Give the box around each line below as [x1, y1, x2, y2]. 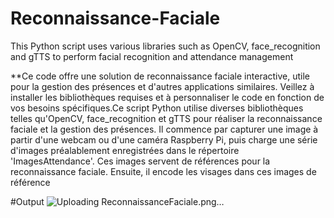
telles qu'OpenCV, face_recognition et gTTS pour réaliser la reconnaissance [10, 112, 323, 124]
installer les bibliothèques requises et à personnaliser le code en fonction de [10, 91, 325, 103]
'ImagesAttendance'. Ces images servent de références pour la [10, 155, 271, 167]
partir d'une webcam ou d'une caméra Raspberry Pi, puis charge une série [10, 133, 318, 146]
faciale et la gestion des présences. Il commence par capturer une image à [10, 123, 319, 135]
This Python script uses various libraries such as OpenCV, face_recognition [10, 40, 321, 52]
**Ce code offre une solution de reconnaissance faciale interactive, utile [10, 70, 311, 82]
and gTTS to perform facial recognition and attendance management [10, 50, 294, 62]
